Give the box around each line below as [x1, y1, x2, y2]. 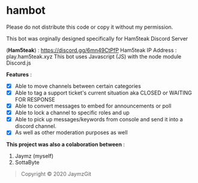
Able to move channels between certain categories [14, 82, 141, 90]
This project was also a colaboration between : [6, 141, 125, 148]
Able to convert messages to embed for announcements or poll [14, 102, 172, 109]
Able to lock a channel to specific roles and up [14, 109, 130, 117]
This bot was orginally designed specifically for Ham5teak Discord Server [6, 35, 188, 42]
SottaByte [14, 159, 40, 166]
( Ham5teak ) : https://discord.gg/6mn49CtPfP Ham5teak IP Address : [6, 46, 177, 54]
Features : [6, 71, 32, 78]
